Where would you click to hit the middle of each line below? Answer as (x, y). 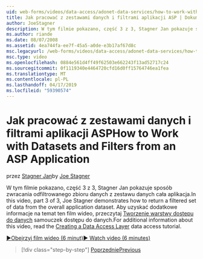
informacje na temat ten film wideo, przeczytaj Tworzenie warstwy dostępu (100, 213)
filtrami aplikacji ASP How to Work (92, 133)
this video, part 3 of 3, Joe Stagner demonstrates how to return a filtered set (101, 200)
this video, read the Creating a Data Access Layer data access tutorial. (94, 226)
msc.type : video (27, 57)
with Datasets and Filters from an (91, 146)
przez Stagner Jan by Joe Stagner (48, 175)
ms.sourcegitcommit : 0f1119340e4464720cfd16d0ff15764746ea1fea (88, 68)
